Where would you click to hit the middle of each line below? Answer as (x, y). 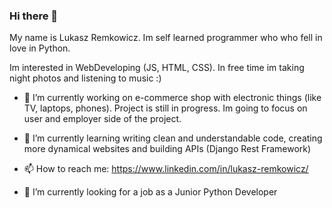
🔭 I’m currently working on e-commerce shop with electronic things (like (172, 98)
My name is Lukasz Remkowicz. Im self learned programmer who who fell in (166, 38)
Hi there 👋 (34, 16)
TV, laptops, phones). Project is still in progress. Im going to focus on (165, 108)
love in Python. (40, 48)
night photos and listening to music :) (85, 78)
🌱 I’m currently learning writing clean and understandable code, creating (173, 138)
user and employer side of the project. (102, 119)
